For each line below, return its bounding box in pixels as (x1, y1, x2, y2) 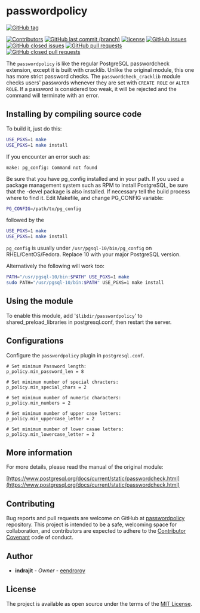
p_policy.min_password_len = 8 (6, 368, 84, 375)
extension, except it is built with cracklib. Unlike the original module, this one (6, 66, 195, 73)
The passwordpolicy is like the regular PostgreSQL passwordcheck (6, 60, 170, 67)
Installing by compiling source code (6, 109, 142, 119)
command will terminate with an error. (6, 92, 100, 99)
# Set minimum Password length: (6, 363, 87, 369)
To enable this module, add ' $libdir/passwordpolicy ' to (6, 312, 143, 319)
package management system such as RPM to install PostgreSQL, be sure (6, 181, 189, 189)
